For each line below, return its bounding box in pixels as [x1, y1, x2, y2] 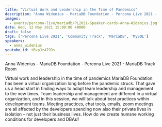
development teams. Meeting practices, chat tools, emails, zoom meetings [5, 101, 154, 107]
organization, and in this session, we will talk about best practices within [5, 96, 149, 101]
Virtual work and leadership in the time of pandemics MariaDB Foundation [5, 75, 153, 81]
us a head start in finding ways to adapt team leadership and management [5, 85, 154, 91]
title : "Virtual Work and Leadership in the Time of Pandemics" [5, 7, 138, 12]
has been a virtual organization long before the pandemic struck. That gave [5, 80, 156, 86]
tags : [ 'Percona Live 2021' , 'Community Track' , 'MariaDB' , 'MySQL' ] [5, 34, 149, 39]
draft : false [5, 29, 32, 34]
